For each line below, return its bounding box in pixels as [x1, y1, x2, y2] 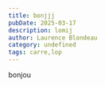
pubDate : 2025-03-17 [8, 19, 77, 27]
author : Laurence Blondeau [8, 33, 98, 42]
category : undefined [8, 41, 77, 49]
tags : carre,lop [8, 48, 62, 56]
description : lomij [8, 26, 73, 34]
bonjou [8, 70, 32, 79]
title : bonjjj [8, 11, 56, 20]
